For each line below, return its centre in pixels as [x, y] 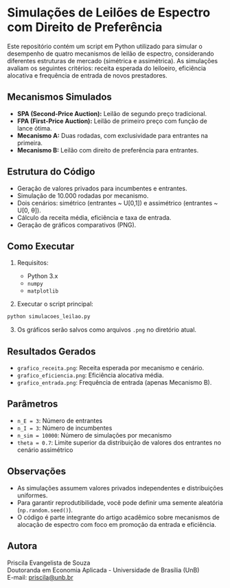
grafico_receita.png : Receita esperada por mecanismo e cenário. [111, 368]
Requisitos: [33, 263]
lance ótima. [34, 128]
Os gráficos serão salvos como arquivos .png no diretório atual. [107, 330]
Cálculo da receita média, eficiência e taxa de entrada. [94, 217]
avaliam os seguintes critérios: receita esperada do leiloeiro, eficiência [107, 68]
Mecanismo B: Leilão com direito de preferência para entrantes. [108, 150]
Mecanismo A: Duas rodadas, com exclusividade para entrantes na [112, 135]
